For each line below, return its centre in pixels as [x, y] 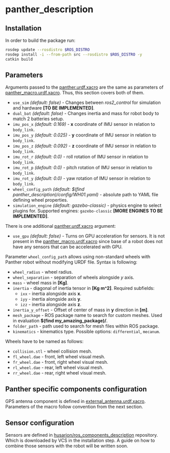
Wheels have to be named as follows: [45, 341]
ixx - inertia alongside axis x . [51, 294]
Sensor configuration [40, 423]
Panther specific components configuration [76, 389]
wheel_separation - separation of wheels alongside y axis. [73, 277]
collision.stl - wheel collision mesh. [52, 351]
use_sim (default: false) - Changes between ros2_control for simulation [87, 102]
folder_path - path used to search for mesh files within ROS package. [86, 326]
